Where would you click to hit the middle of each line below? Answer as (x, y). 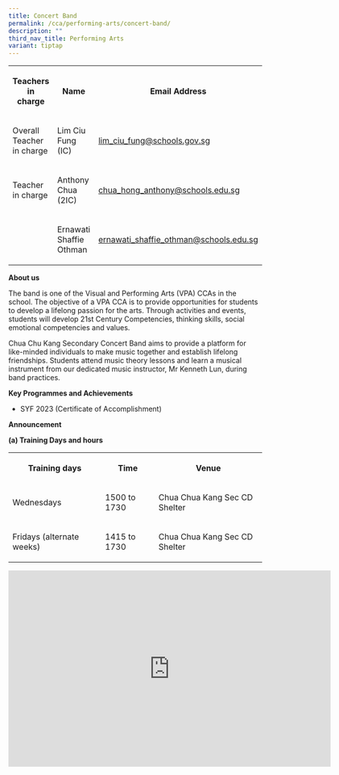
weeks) (26, 547)
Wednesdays (37, 503)
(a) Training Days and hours (56, 440)
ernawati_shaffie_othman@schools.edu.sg (178, 240)
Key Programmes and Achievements (71, 393)
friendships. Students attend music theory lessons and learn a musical (125, 361)
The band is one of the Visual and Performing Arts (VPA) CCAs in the (122, 293)
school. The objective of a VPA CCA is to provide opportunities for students (133, 302)
